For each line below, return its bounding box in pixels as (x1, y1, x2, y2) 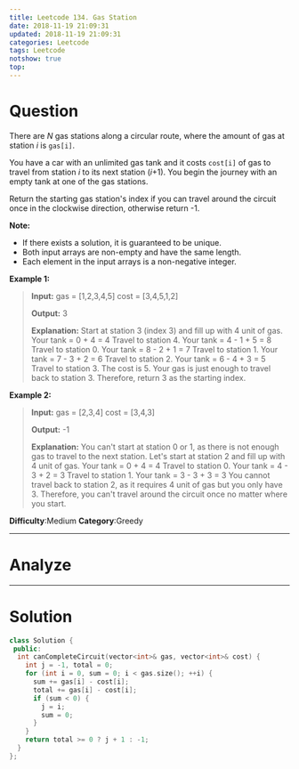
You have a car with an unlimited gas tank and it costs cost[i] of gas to (9, 157, 271, 167)
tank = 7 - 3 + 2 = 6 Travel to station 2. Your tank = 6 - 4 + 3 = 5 (30, 353, 266, 364)
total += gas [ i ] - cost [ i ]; (32, 685, 138, 694)
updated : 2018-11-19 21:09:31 (9, 29, 122, 38)
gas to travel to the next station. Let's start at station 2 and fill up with (30, 450, 286, 461)
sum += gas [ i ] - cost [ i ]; (32, 677, 129, 686)
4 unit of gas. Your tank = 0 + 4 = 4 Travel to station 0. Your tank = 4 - (30, 460, 288, 471)
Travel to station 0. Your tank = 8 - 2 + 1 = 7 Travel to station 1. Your (30, 344, 279, 354)
